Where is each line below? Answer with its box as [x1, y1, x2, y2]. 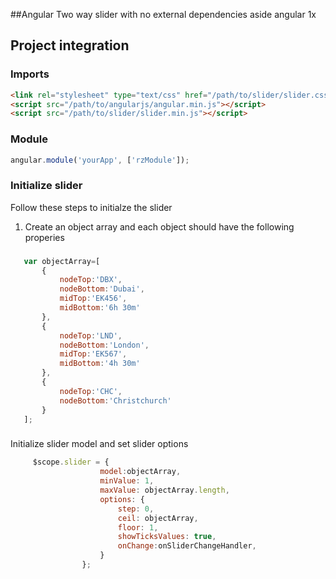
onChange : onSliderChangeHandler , [117, 541, 257, 551]
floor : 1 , [117, 522, 159, 533]
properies [24, 231, 65, 243]
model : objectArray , [99, 467, 182, 477]
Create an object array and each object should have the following [24, 220, 295, 233]
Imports [10, 67, 50, 81]
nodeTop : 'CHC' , [59, 386, 123, 396]
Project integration [10, 37, 130, 54]
